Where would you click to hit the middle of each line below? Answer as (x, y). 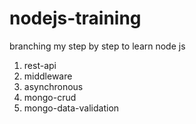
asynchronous (53, 86)
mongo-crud (50, 97)
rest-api (40, 65)
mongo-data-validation (71, 108)
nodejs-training (75, 18)
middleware (48, 76)
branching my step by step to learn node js (97, 46)
